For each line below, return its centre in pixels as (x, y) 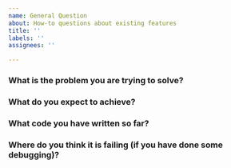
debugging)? (34, 154)
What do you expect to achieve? (72, 102)
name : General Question (48, 16)
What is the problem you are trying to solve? (96, 81)
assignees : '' (32, 46)
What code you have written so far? (79, 123)
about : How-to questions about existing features (93, 23)
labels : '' (26, 38)
